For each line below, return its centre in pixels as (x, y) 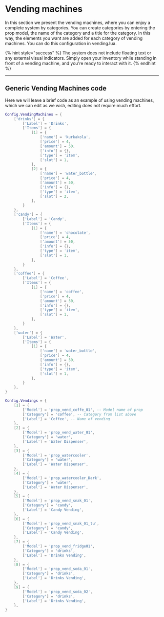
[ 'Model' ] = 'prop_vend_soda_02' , (58, 592)
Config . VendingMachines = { (34, 114)
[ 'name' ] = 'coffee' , (62, 292)
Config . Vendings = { (26, 401)
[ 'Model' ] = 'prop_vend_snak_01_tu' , (61, 524)
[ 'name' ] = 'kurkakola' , (65, 137)
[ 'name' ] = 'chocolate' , (65, 233)
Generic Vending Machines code (56, 88)
